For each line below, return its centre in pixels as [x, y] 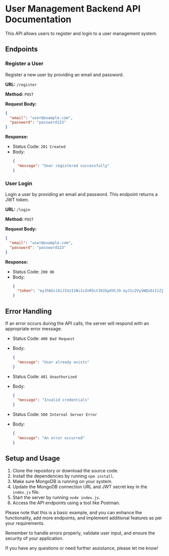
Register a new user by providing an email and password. [65, 75]
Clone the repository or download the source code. [65, 470]
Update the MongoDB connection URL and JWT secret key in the [80, 486]
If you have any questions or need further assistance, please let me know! [82, 548]
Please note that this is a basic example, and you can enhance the [74, 512]
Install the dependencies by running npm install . [63, 476]
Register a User [24, 63]
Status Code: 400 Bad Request [44, 338]
